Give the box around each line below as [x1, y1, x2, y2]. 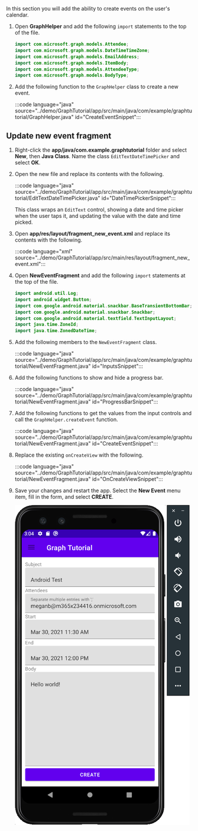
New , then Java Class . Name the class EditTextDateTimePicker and [14, 153, 180, 160]
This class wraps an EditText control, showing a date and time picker [14, 206, 184, 213]
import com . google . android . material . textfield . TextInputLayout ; [14, 315, 177, 322]
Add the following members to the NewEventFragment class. [14, 339, 157, 346]
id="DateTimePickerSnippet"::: [101, 195, 176, 202]
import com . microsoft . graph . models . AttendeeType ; [14, 66, 140, 72]
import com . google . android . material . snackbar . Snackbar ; [14, 309, 155, 315]
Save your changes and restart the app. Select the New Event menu [14, 487, 181, 494]
